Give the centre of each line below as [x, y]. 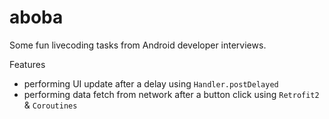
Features [27, 64]
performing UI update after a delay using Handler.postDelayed [151, 83]
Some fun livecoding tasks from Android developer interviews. [138, 45]
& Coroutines [50, 105]
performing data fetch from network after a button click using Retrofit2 [171, 94]
